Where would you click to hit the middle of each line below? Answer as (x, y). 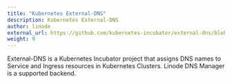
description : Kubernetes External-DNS (63, 20)
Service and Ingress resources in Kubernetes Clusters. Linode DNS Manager (116, 66)
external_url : (28, 33)
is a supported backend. (42, 74)
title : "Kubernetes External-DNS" (57, 13)
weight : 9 (21, 39)
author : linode (29, 26)
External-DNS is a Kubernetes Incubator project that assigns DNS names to (114, 59)
